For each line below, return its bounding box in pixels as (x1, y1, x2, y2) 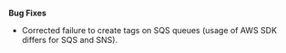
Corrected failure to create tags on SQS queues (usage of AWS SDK (21, 25, 278, 35)
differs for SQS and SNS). (21, 35, 118, 45)
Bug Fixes (8, 8, 47, 18)
